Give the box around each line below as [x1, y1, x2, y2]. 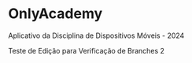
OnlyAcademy [8, 5, 103, 23]
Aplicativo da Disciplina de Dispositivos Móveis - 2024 [8, 31, 185, 40]
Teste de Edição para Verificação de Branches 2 [8, 46, 165, 55]
